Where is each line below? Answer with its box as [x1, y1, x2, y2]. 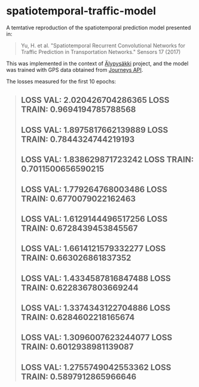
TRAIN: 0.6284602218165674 [20, 312, 135, 322]
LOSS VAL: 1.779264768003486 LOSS [20, 184, 167, 194]
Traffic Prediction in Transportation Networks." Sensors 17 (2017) [20, 48, 181, 55]
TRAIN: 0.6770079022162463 [20, 193, 136, 204]
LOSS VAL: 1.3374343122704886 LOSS [20, 303, 171, 313]
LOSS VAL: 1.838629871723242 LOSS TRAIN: [20, 154, 194, 165]
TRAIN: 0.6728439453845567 [20, 223, 138, 233]
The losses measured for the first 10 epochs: [6, 78, 117, 85]
